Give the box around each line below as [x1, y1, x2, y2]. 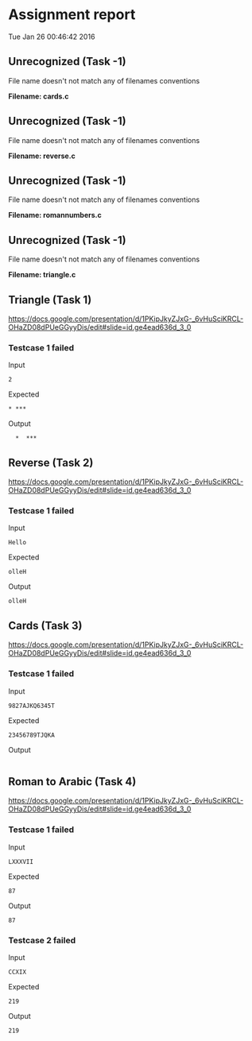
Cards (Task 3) [8, 618, 83, 633]
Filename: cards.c [8, 91, 69, 101]
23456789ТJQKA [8, 731, 56, 739]
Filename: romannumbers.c [8, 211, 102, 220]
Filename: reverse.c [8, 151, 76, 161]
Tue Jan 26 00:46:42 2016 [8, 32, 95, 41]
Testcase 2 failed [8, 935, 76, 946]
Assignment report [8, 6, 136, 24]
